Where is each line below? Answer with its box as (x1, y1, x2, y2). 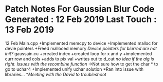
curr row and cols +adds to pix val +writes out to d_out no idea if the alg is (5, 56, 154, 61)
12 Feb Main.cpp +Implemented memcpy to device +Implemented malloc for (5, 40, 158, 46)
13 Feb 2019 (5, 24, 54, 35)
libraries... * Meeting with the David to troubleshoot (5, 71, 107, 77)
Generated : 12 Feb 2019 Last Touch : (5, 14, 157, 25)
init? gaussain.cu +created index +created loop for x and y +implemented (5, 50, 152, 57)
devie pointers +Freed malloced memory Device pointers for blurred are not (5, 45, 157, 51)
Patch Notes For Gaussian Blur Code (5, 3, 155, 15)
